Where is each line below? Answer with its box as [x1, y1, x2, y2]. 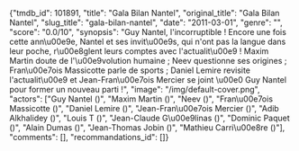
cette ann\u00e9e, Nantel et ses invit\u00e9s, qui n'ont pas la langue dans [9, 36, 286, 47]
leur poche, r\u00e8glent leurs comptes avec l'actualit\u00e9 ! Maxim [9, 46, 269, 57]
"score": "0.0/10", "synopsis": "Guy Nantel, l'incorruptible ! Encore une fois [9, 27, 286, 37]
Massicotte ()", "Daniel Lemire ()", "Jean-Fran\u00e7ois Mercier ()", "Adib [9, 103, 279, 113]
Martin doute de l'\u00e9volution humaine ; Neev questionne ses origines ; [9, 56, 287, 66]
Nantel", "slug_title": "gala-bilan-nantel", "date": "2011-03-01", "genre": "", [9, 17, 283, 28]
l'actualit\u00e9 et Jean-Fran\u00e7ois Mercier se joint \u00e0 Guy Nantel [9, 75, 286, 84]
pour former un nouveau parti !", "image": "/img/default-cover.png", [9, 84, 260, 94]
